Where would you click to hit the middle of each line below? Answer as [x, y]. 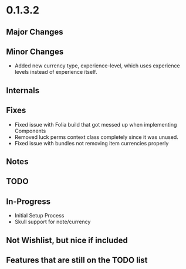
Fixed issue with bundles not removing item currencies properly [92, 143]
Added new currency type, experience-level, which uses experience [97, 66]
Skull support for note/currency [53, 222]
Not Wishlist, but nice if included [67, 240]
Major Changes [35, 32]
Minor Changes [35, 51]
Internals [23, 91]
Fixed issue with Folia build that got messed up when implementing [96, 124]
